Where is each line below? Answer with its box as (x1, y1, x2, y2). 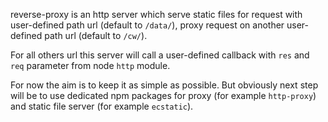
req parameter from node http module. (10, 60, 171, 71)
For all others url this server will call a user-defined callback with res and (10, 49, 310, 61)
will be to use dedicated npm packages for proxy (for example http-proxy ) (10, 90, 317, 101)
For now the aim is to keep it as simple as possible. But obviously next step (10, 79, 319, 91)
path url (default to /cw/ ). (44, 30, 148, 41)
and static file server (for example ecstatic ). (10, 100, 194, 112)
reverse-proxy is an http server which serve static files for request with (10, 9, 303, 20)
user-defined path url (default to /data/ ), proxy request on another (10, 19, 285, 31)
